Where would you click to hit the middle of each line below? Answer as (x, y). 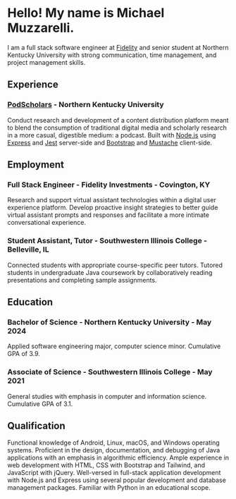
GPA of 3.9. (24, 354)
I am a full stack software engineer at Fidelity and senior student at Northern (118, 47)
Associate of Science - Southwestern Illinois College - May (110, 372)
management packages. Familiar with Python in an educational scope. (109, 488)
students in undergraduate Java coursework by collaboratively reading (110, 272)
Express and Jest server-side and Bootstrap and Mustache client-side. (110, 142)
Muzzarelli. (41, 28)
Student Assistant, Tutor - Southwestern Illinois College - (107, 241)
